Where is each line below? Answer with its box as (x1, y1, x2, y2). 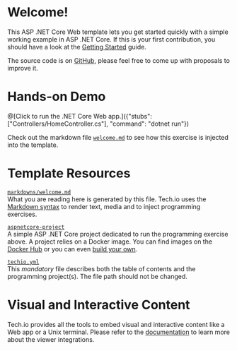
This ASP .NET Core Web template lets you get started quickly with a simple (7, 28, 229, 36)
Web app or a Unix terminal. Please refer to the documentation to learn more (7, 328, 230, 336)
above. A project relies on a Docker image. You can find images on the (7, 237, 213, 246)
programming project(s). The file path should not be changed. (7, 272, 187, 280)
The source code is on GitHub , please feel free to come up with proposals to (7, 56, 230, 64)
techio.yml (7, 258, 40, 266)
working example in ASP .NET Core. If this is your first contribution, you (7, 35, 216, 43)
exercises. (7, 210, 37, 218)
